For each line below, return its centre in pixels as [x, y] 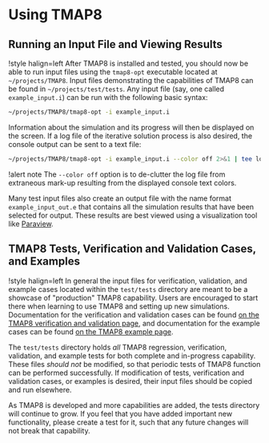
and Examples [44, 261]
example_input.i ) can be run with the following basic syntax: [108, 97]
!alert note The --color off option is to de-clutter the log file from [117, 174]
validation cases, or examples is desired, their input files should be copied [130, 381]
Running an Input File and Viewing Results [115, 44]
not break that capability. [49, 430]
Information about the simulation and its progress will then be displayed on [131, 127]
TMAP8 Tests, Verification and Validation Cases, [132, 249]
